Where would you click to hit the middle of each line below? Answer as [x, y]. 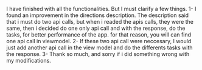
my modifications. [29, 61]
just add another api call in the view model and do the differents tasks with [99, 47]
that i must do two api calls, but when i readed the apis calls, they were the [100, 22]
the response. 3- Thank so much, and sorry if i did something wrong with [98, 54]
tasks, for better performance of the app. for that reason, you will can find [99, 35]
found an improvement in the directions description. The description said [98, 15]
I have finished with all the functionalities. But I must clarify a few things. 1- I [101, 9]
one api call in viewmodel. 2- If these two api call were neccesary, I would [99, 41]
